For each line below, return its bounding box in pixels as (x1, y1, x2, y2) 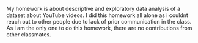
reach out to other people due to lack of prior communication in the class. (6, 18, 192, 25)
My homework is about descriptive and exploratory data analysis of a (6, 5, 181, 12)
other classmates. (6, 31, 51, 38)
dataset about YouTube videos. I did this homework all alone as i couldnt (6, 12, 188, 19)
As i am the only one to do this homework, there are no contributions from (6, 24, 193, 31)
